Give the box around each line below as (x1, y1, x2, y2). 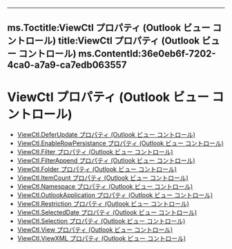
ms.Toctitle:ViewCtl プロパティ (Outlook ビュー (7, 22, 211, 34)
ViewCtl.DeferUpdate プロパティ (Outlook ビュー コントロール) (17, 131, 195, 139)
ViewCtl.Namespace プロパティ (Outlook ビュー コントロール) (17, 183, 193, 191)
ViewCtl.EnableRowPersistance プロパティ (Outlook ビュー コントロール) (17, 139, 224, 147)
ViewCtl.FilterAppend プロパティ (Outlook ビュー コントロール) (17, 156, 195, 165)
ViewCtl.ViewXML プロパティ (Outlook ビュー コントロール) (17, 234, 186, 243)
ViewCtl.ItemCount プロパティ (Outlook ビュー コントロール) (17, 174, 188, 182)
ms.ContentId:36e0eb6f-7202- (78, 48, 216, 59)
